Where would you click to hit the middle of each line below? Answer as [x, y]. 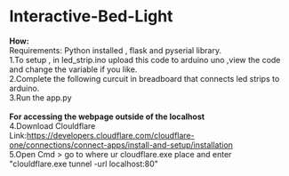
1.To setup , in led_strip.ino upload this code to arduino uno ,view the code [145, 60]
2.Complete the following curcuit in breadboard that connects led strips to [144, 78]
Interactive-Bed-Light [91, 16]
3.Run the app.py [41, 97]
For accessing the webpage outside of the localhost [107, 116]
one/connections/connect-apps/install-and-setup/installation [121, 145]
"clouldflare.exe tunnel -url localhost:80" [84, 164]
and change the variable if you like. [73, 69]
